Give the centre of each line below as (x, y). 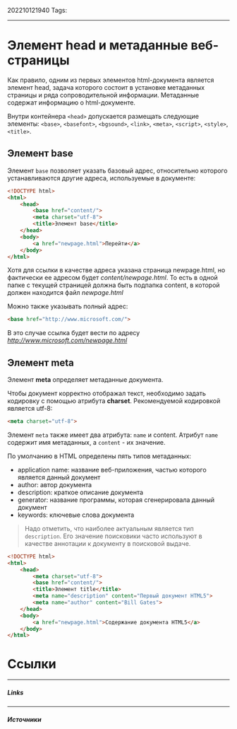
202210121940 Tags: (37, 10)
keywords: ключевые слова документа (76, 515)
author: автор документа (55, 484)
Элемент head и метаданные (98, 46)
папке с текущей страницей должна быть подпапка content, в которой (114, 285)
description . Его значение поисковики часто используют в (113, 536)
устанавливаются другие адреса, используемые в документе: (102, 178)
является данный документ (59, 477)
